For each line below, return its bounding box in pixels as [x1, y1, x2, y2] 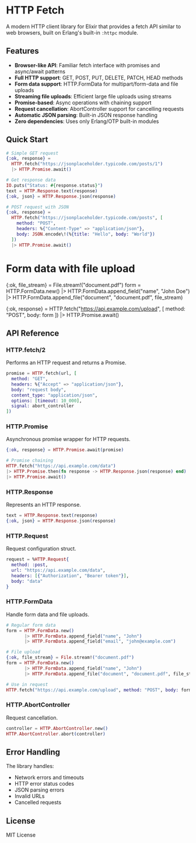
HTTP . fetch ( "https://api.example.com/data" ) [6, 463, 116, 469]
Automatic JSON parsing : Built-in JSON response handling [14, 111, 157, 118]
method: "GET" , [11, 376, 48, 382]
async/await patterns [14, 68, 66, 75]
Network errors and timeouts [14, 774, 85, 781]
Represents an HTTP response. [6, 501, 82, 508]
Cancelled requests [14, 799, 62, 806]
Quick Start [6, 135, 48, 145]
